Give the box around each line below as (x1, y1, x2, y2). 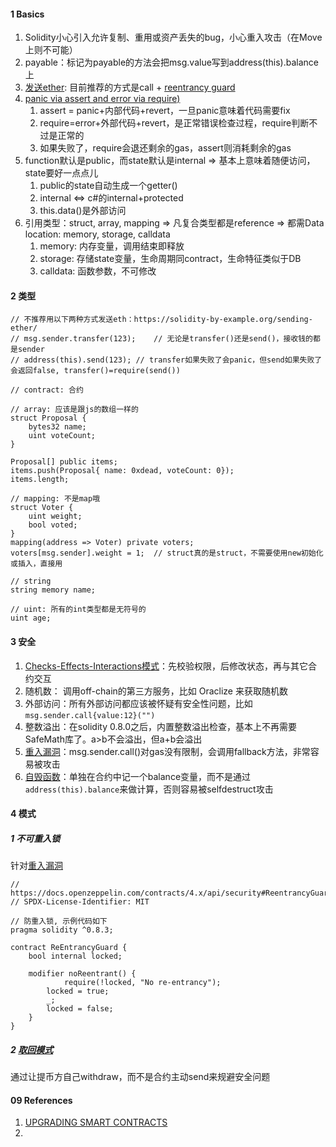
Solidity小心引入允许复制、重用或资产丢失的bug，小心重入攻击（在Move (24, 31, 323, 44)
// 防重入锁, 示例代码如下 (10, 916, 108, 927)
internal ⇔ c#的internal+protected (39, 192, 184, 204)
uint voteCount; (28, 431, 97, 441)
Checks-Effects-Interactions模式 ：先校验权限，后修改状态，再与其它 (24, 660, 309, 672)
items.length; (10, 475, 70, 485)
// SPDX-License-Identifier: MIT (10, 897, 150, 907)
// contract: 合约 (10, 385, 84, 395)
